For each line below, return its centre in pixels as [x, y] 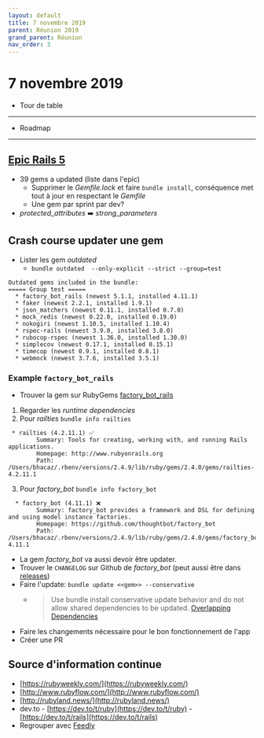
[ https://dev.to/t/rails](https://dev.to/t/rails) [89, 717]
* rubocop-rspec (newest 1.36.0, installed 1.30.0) [102, 338]
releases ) [35, 576]
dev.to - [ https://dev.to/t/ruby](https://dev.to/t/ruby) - [106, 708]
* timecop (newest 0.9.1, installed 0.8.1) [87, 351]
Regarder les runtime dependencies [77, 410]
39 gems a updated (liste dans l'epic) [79, 179]
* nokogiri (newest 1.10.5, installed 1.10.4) [93, 323]
